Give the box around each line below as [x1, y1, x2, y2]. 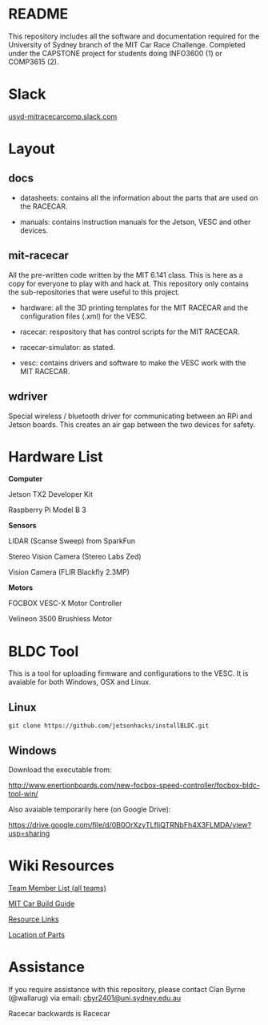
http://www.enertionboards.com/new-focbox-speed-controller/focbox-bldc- [8, 780, 260, 790]
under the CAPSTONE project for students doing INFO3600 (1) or [8, 48, 222, 58]
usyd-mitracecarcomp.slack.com [8, 112, 118, 121]
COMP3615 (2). [8, 57, 59, 67]
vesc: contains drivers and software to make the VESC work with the [19, 358, 246, 368]
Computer [8, 474, 43, 484]
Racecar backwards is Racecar [8, 1008, 110, 1018]
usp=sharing [8, 828, 50, 838]
